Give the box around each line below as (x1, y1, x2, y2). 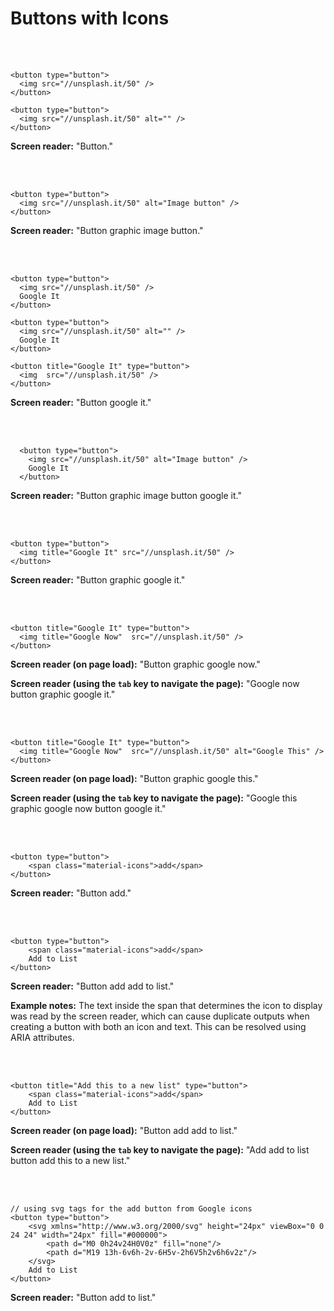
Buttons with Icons (10, 7, 170, 30)
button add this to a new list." (10, 1154, 131, 1166)
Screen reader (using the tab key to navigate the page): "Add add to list (10, 1143, 310, 1156)
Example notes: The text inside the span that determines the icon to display (10, 999, 323, 1011)
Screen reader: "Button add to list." (10, 1291, 157, 1303)
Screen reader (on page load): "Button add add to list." (10, 1124, 238, 1136)
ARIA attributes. (10, 1031, 75, 1043)
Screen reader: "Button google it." (10, 396, 152, 408)
